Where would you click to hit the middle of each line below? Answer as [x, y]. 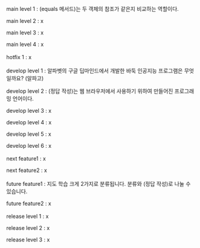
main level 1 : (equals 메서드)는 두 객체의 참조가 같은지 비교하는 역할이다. [93, 9]
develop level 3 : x [29, 111]
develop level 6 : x [29, 146]
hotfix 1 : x [19, 57]
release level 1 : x [27, 216]
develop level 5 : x [29, 134]
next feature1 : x [26, 158]
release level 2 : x [28, 228]
